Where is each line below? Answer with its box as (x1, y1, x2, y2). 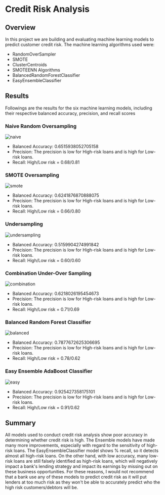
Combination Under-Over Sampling (5, 270, 92, 276)
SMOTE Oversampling (5, 172, 59, 179)
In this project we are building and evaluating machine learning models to (5, 36, 154, 42)
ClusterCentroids (12, 62, 47, 67)
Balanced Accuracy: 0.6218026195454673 (12, 291, 99, 296)
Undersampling (5, 220, 43, 227)
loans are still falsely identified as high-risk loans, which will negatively (13, 458, 158, 464)
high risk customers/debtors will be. (5, 485, 78, 491)
